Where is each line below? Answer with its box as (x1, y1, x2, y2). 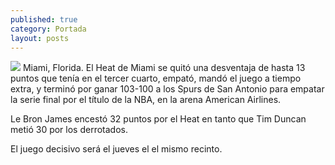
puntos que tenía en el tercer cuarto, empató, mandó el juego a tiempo (10, 72, 302, 85)
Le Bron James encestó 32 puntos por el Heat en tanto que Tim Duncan (10, 113, 307, 125)
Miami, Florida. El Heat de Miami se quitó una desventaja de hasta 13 (22, 62, 306, 74)
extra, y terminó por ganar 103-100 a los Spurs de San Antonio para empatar (10, 83, 325, 95)
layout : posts (10, 33, 70, 43)
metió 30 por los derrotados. (10, 124, 128, 136)
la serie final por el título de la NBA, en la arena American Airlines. (10, 94, 282, 106)
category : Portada (10, 24, 87, 34)
